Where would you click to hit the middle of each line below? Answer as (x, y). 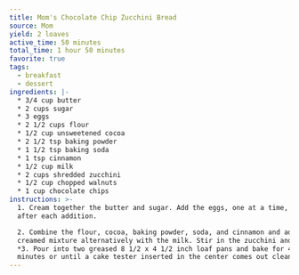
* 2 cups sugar (45, 109)
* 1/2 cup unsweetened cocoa (71, 133)
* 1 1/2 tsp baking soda (63, 150)
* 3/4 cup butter (49, 100)
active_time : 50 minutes (55, 42)
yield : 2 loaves (39, 34)
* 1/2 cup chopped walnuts (67, 183)
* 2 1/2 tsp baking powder (67, 142)
